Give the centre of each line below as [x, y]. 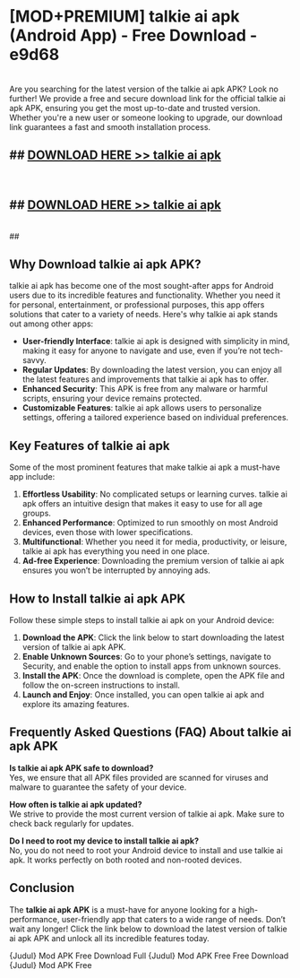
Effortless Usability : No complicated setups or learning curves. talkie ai [155, 494]
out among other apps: [51, 324]
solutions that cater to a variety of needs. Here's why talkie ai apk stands [144, 315]
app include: [32, 477]
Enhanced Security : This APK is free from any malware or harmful [145, 389]
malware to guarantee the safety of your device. [98, 787]
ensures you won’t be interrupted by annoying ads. [116, 570]
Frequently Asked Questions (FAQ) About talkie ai [150, 732]
